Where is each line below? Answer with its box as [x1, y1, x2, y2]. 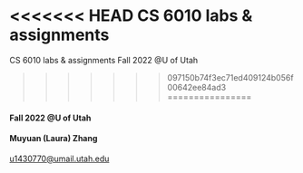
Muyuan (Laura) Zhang [9, 133, 98, 144]
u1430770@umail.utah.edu [9, 153, 110, 164]
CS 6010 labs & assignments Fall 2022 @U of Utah [9, 54, 199, 65]
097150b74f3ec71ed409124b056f [167, 72, 294, 82]
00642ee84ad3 [167, 82, 227, 92]
